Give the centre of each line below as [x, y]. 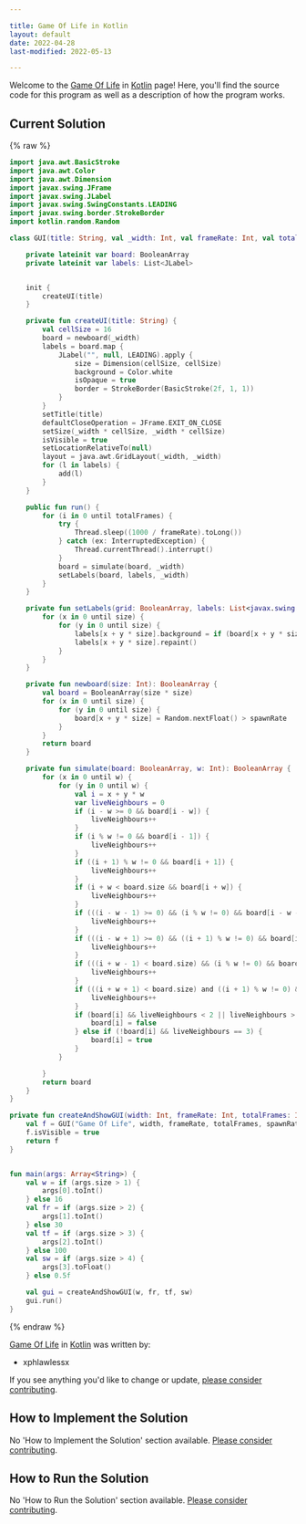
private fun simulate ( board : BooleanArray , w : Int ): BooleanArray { [158, 769]
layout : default [40, 34]
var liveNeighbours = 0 [120, 803]
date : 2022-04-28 [42, 43]
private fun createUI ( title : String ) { [102, 321]
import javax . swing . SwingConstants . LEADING [93, 205]
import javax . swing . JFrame [61, 188]
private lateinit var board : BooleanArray [107, 255]
